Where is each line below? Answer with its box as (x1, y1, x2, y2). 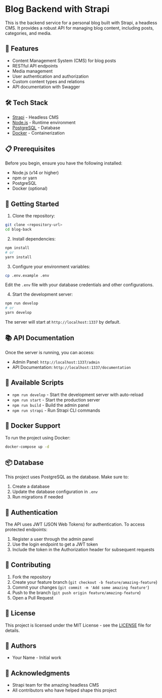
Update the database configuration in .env (12, 489, 98, 495)
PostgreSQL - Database (12, 125, 60, 131)
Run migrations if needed (12, 494, 64, 500)
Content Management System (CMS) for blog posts (12, 58, 116, 64)
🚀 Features (5, 44, 39, 53)
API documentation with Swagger (12, 84, 80, 90)
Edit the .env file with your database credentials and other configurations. (5, 282, 154, 288)
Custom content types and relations (12, 78, 85, 84)
